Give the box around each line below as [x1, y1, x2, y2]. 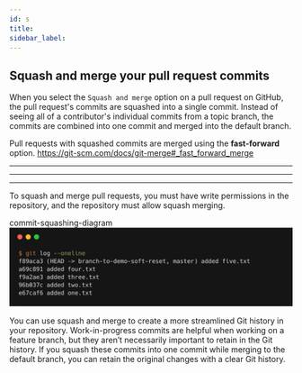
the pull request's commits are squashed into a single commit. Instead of [9, 102, 279, 113]
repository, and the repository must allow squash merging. [9, 200, 226, 211]
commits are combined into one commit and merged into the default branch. [9, 121, 292, 132]
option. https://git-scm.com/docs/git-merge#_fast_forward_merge [9, 148, 254, 159]
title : [9, 23, 34, 33]
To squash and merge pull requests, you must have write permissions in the [9, 190, 289, 202]
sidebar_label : [9, 33, 67, 42]
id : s [9, 14, 30, 23]
